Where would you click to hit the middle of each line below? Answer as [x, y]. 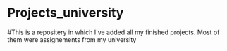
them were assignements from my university [72, 39]
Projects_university [66, 13]
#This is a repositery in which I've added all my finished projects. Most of [114, 32]
